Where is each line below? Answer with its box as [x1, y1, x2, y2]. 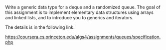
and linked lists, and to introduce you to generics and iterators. [5, 15, 134, 20]
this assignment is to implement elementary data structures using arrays [5, 9, 154, 15]
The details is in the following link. [5, 24, 75, 30]
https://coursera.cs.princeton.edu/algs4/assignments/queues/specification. [5, 34, 161, 40]
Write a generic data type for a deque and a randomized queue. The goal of [5, 4, 161, 10]
